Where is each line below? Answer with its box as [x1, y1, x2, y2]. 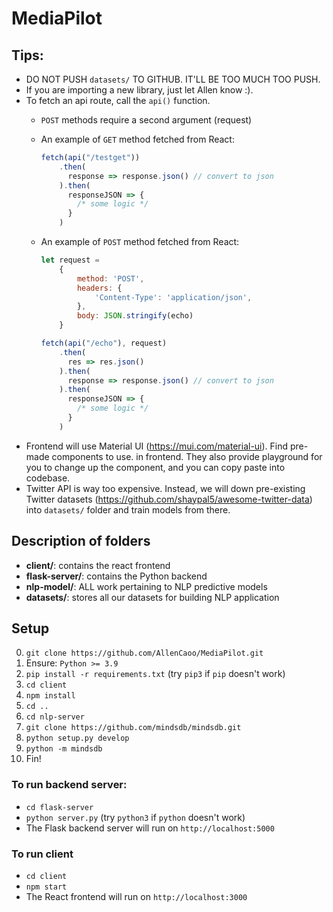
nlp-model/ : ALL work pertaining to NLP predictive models [25, 580, 268, 592]
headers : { [76, 283, 123, 293]
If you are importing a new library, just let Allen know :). [25, 84, 254, 96]
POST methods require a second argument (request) [40, 114, 253, 126]
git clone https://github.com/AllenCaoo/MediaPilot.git [25, 648, 264, 659]
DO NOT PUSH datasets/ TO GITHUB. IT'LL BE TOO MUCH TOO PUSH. [25, 73, 321, 85]
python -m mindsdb [25, 744, 103, 754]
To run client [11, 847, 74, 861]
